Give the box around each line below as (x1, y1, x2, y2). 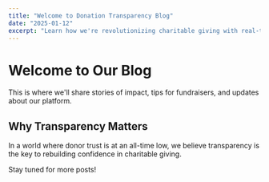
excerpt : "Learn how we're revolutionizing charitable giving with (8, 26, 239, 34)
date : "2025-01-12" (8, 19, 74, 27)
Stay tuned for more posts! (8, 165, 97, 175)
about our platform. (8, 96, 72, 106)
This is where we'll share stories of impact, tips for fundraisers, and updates (8, 87, 259, 97)
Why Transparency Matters (8, 119, 148, 133)
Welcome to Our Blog (8, 61, 152, 79)
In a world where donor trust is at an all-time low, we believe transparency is (8, 141, 260, 151)
